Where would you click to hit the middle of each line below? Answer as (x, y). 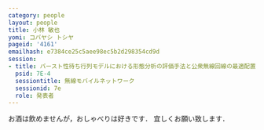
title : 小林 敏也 (34, 30)
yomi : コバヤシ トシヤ (41, 37)
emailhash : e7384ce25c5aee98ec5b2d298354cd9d (84, 52)
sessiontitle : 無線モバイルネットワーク (75, 81)
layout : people (33, 23)
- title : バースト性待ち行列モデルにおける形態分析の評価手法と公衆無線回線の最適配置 (132, 67)
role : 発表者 (35, 96)
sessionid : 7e (38, 88)
